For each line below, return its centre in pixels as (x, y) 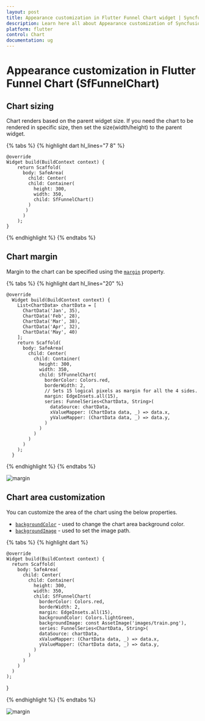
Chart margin (32, 257)
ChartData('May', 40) (50, 332)
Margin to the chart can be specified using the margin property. (86, 271)
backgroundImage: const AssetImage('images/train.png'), (113, 623)
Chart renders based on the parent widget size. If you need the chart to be (100, 121)
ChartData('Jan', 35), (51, 310)
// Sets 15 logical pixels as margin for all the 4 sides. (121, 391)
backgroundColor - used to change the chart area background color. (100, 524)
